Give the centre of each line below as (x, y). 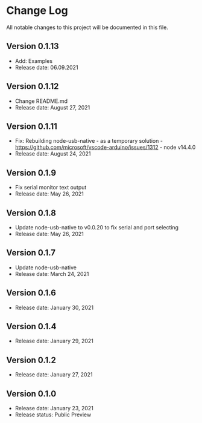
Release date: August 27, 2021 (52, 107)
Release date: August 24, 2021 (53, 154)
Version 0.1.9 (31, 173)
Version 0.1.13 (33, 46)
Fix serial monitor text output (51, 188)
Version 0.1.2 (31, 360)
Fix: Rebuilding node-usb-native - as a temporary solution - (89, 141)
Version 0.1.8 (31, 213)
